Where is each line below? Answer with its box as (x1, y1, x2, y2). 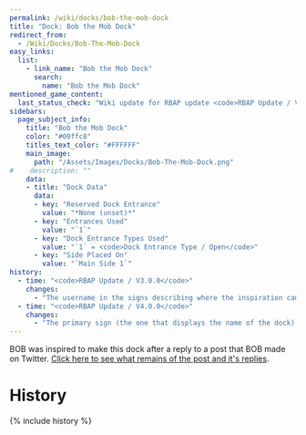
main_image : (25, 149, 71, 158)
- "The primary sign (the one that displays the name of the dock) (33, 318, 296, 328)
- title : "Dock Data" (25, 183, 107, 192)
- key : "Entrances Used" (33, 216, 128, 226)
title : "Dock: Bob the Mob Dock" (9, 22, 137, 31)
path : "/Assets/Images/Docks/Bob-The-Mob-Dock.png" (33, 157, 234, 167)
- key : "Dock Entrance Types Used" (33, 233, 169, 243)
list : (17, 56, 39, 65)
